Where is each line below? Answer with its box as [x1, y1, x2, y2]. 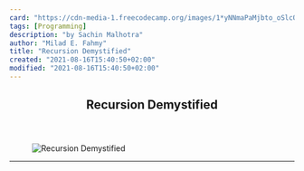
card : [9, 13, 30, 23]
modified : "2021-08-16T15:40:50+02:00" [9, 64, 160, 73]
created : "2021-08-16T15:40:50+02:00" [9, 55, 156, 64]
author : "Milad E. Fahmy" [9, 38, 107, 48]
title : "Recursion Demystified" [9, 47, 131, 56]
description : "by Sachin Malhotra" [9, 30, 144, 39]
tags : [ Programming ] [9, 22, 88, 31]
